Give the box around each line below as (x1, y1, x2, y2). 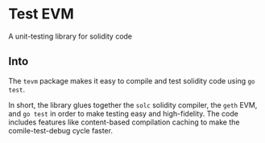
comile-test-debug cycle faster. (8, 125, 113, 135)
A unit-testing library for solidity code (8, 31, 133, 41)
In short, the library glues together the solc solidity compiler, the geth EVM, (8, 100, 258, 109)
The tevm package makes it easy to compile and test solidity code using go (8, 76, 255, 85)
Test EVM (8, 5, 74, 23)
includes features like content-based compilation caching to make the (8, 117, 240, 127)
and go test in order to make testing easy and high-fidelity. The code (8, 108, 239, 118)
